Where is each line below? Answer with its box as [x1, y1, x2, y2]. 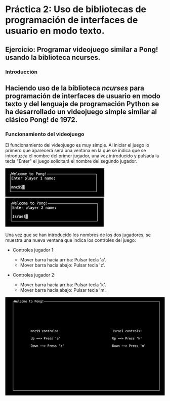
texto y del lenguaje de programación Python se [5, 100, 159, 108]
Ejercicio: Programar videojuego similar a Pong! [5, 45, 158, 54]
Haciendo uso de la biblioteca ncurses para [5, 83, 145, 92]
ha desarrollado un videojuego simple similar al [5, 107, 157, 116]
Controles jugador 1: [12, 247, 55, 253]
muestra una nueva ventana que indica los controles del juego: [5, 237, 136, 243]
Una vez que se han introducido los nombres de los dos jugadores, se [5, 232, 151, 238]
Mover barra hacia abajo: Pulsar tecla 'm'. [20, 287, 107, 293]
